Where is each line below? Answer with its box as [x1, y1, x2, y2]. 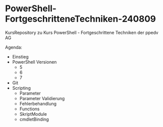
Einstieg [12, 53, 28, 59]
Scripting [12, 85, 31, 91]
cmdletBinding [19, 116, 49, 122]
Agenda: [5, 44, 23, 50]
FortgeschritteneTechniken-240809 [5, 13, 156, 25]
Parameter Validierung [19, 95, 65, 101]
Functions [19, 106, 40, 112]
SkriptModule [19, 111, 47, 117]
